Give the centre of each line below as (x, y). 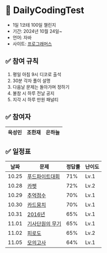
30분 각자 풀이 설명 (32, 81)
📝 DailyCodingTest (45, 10)
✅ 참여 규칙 (22, 61)
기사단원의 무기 (44, 224)
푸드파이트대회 (43, 177)
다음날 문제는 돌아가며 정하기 (41, 87)
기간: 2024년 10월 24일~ (37, 31)
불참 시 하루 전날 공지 (33, 93)
